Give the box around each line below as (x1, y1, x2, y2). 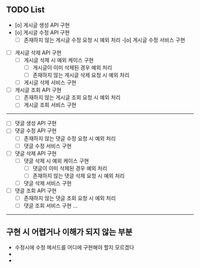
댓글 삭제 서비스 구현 (23, 179, 72, 187)
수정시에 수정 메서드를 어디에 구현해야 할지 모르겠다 (14, 244, 135, 251)
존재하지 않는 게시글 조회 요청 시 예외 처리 (23, 94, 121, 101)
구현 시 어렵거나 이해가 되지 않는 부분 (6, 227, 133, 237)
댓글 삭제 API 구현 (14, 149, 57, 157)
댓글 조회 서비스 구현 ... (23, 202, 78, 210)
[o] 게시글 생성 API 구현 (14, 21, 70, 29)
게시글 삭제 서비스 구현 (23, 79, 77, 86)
